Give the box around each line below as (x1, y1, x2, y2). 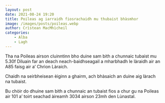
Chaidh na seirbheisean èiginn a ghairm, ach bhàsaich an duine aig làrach (5, 73, 156, 79)
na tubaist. (5, 78, 27, 84)
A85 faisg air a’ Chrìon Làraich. (5, 63, 68, 69)
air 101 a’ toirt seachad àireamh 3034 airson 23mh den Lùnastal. (5, 93, 136, 99)
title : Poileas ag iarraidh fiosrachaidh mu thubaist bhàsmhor (5, 16, 139, 21)
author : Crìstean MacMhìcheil (5, 26, 68, 31)
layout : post (5, 7, 32, 12)
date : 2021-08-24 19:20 (5, 12, 55, 17)
